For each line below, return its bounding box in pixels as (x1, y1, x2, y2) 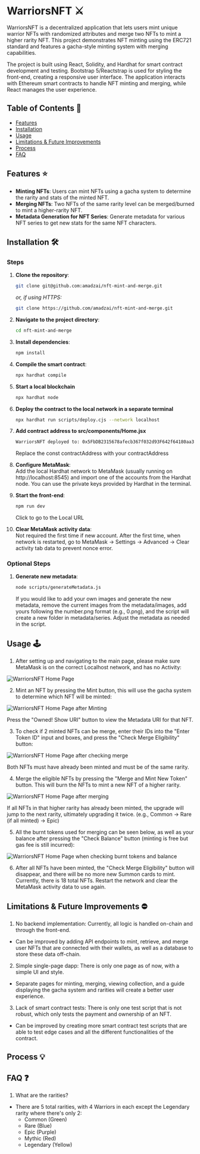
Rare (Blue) (24, 1122, 52, 1130)
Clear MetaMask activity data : (15, 526, 92, 533)
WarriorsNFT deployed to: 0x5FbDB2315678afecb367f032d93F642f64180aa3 (15, 439, 195, 445)
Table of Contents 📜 (7, 103, 82, 114)
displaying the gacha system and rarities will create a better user (15, 986, 174, 993)
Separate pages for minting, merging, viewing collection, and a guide (15, 980, 185, 987)
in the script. (15, 620, 46, 628)
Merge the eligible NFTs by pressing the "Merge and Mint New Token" (15, 775, 188, 782)
